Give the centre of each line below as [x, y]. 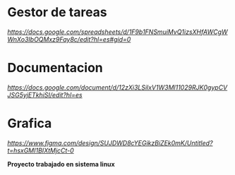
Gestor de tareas [57, 12]
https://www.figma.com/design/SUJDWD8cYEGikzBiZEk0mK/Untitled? [110, 143]
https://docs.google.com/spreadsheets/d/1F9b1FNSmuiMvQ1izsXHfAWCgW [117, 32]
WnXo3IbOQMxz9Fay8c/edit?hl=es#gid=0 [69, 39]
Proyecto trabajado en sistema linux [61, 164]
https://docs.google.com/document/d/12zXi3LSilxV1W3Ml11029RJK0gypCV [117, 87]
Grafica [30, 123]
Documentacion [55, 68]
